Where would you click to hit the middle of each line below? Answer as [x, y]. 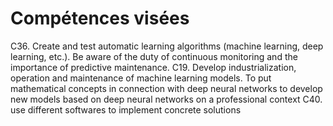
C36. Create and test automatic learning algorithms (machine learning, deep [167, 46]
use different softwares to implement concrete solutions [126, 109]
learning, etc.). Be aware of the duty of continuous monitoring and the [154, 56]
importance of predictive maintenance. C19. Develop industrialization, [153, 67]
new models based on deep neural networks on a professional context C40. [166, 99]
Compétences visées [100, 18]
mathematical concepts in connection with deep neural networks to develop [166, 88]
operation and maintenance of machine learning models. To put [141, 78]
